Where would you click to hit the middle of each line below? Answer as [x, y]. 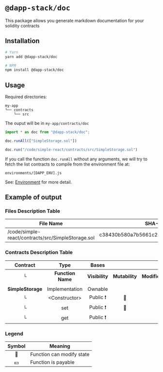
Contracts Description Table [39, 253]
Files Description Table [33, 211]
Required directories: [26, 97]
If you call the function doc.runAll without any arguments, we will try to [76, 159]
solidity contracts [22, 26]
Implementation [65, 289]
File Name [51, 223]
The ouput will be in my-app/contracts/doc [47, 123]
